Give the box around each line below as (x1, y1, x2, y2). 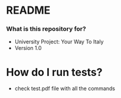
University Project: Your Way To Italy (14, 38, 104, 45)
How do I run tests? (6, 65, 103, 79)
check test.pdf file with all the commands (14, 85, 115, 92)
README (6, 4, 51, 17)
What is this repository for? (6, 25, 87, 33)
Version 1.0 (14, 45, 42, 52)
